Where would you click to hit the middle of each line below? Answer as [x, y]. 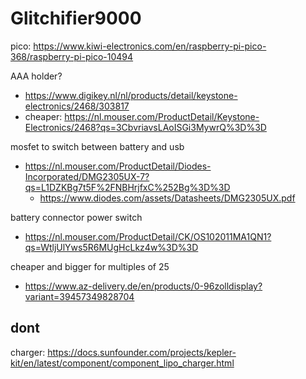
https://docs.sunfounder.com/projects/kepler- [142, 352]
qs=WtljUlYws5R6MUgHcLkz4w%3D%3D [111, 247]
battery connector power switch [76, 217]
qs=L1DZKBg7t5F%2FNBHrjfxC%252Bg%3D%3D [127, 187]
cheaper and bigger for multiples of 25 [90, 266]
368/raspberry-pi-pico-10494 [72, 56]
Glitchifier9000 [76, 18]
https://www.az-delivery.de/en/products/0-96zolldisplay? [143, 286]
